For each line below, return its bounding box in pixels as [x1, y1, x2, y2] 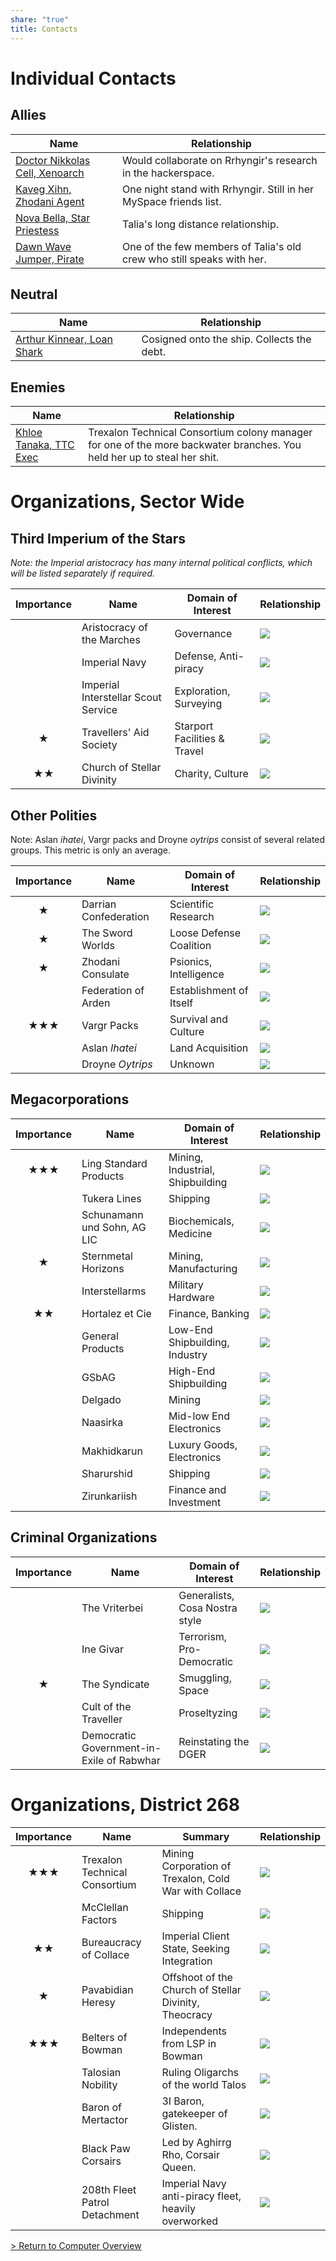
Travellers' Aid [81, 726, 150, 740]
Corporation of [161, 1859, 232, 1873]
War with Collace [161, 1884, 242, 1898]
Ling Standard [81, 1156, 148, 1170]
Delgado [81, 1392, 122, 1406]
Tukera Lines [81, 1191, 142, 1205]
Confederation [81, 909, 150, 923]
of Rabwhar [106, 1753, 161, 1767]
